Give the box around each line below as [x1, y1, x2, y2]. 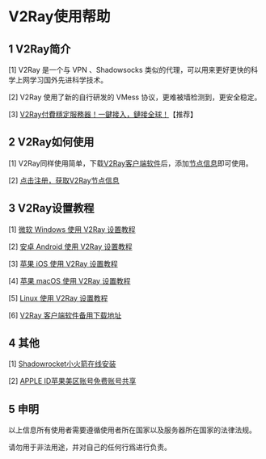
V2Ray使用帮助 [8, 7, 111, 26]
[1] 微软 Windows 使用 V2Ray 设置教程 [8, 224, 136, 234]
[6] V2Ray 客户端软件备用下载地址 [8, 310, 122, 320]
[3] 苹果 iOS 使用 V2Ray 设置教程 [8, 259, 119, 268]
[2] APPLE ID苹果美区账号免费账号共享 [8, 377, 137, 386]
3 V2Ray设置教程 [8, 201, 95, 215]
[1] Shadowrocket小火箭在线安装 [8, 359, 116, 368]
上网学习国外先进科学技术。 [15, 75, 108, 85]
